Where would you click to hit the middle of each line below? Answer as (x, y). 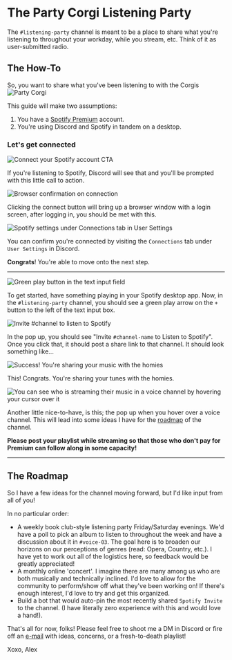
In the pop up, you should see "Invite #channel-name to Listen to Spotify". (110, 337)
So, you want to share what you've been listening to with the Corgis (103, 85)
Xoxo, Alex (22, 649)
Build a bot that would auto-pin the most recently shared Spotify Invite (120, 601)
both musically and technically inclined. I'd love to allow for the (106, 578)
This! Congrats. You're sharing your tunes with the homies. (91, 378)
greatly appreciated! (46, 563)
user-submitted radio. (38, 46)
